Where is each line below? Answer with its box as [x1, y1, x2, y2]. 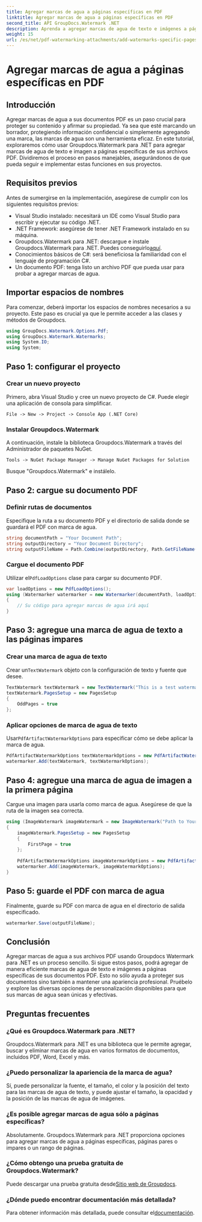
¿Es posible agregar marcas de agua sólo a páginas [6, 1110, 159, 1118]
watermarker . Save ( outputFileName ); [6, 920, 96, 926]
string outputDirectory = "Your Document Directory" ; [6, 541, 144, 547]
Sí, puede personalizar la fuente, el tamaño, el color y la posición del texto [6, 1082, 189, 1089]
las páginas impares [6, 634, 84, 644]
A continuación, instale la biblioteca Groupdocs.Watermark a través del [6, 439, 182, 447]
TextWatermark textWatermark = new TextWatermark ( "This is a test [6, 684, 176, 690]
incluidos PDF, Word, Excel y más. [6, 1053, 91, 1060]
